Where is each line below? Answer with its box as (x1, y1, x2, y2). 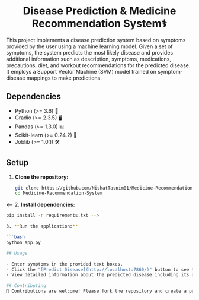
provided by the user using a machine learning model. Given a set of (6, 43, 173, 50)
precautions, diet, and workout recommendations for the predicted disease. (6, 61, 191, 69)
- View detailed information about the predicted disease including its (6, 272, 190, 278)
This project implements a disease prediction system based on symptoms (6, 36, 186, 43)
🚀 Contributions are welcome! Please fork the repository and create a (6, 288, 187, 295)
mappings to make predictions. (26, 74, 102, 81)
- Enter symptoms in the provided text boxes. (6, 261, 123, 267)
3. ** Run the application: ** (6, 223, 78, 229)
